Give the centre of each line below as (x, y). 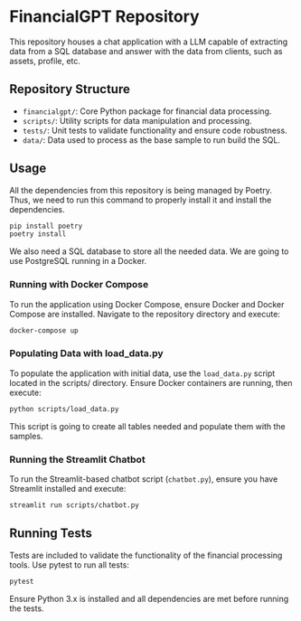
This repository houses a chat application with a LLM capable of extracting (149, 42)
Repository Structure (70, 89)
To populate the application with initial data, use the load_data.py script (142, 373)
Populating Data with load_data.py (87, 353)
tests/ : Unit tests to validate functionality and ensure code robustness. (155, 130)
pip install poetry (46, 226)
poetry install (38, 234)
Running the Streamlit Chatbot (78, 459)
